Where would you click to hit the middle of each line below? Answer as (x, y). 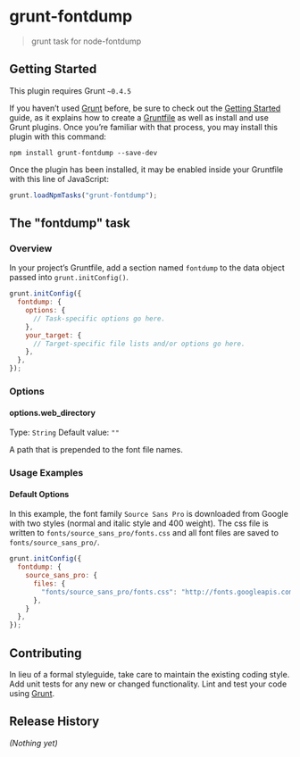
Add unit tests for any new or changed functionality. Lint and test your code (148, 684)
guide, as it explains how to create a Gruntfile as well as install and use (139, 117)
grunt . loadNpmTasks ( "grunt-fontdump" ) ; (83, 195)
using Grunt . (32, 693)
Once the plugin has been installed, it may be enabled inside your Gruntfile (146, 169)
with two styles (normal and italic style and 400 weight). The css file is (139, 523)
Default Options (39, 494)
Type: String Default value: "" (64, 433)
